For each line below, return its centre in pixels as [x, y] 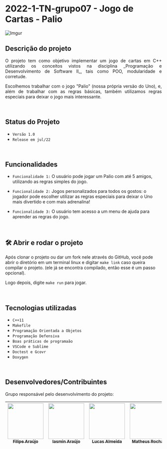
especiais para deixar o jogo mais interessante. [53, 96]
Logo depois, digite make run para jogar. [46, 283]
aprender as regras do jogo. [41, 217]
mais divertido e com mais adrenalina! [51, 202]
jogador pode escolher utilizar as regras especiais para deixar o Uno [83, 196]
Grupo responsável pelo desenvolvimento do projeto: [60, 394]
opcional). [15, 273]
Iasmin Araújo [66, 441]
